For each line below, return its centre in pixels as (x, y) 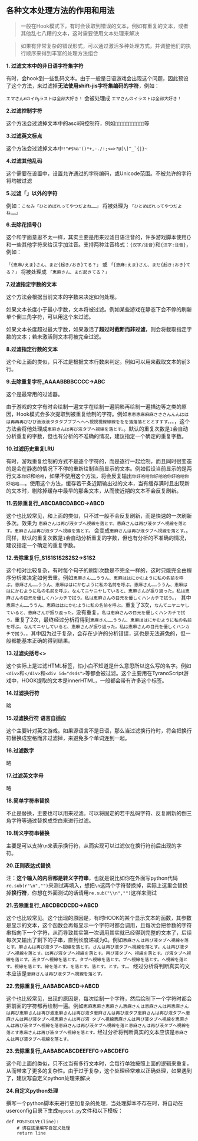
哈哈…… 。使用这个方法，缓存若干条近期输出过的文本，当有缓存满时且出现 (97, 483)
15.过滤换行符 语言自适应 (36, 718)
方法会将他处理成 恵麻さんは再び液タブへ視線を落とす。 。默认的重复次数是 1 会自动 (97, 429)
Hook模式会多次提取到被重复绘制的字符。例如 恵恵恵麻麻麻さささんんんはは (103, 414)
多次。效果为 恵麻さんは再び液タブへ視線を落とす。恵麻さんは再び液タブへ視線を (92, 523)
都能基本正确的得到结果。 (42, 640)
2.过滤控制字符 (24, 110)
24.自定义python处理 (32, 1090)
